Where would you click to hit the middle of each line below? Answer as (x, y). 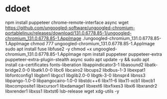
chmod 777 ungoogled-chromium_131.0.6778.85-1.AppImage (93, 43)
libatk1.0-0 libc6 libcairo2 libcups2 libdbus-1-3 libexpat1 (88, 70)
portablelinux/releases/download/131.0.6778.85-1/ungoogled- (69, 33)
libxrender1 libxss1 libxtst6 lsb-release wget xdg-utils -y (62, 91)
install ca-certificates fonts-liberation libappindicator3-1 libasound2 (74, 65)
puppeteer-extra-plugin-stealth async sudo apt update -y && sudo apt (77, 59)
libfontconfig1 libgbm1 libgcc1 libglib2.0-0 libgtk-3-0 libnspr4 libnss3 (75, 75)
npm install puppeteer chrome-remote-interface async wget (67, 22)
